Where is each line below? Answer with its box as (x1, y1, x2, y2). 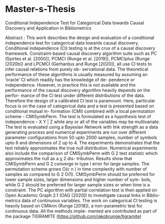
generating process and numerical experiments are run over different (5, 129, 146, 135)
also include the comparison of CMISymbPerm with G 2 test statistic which (5, 150, 158, 156)
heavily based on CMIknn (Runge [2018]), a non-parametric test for (5, 203, 143, 209)
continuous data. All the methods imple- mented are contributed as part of (5, 208, 157, 214)
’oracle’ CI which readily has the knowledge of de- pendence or (5, 77, 135, 83)
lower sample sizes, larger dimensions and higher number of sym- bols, (5, 177, 152, 182)
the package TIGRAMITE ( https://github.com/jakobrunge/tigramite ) (5, 213, 142, 219)
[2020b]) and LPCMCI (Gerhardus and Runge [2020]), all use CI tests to (5, 61, 152, 67)
